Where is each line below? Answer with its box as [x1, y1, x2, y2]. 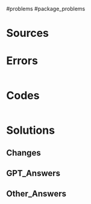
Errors [6, 54, 38, 68]
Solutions [6, 123, 55, 137]
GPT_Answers [6, 168, 61, 179]
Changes [6, 148, 41, 158]
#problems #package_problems [6, 5, 86, 12]
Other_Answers [6, 189, 66, 199]
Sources [6, 27, 49, 40]
